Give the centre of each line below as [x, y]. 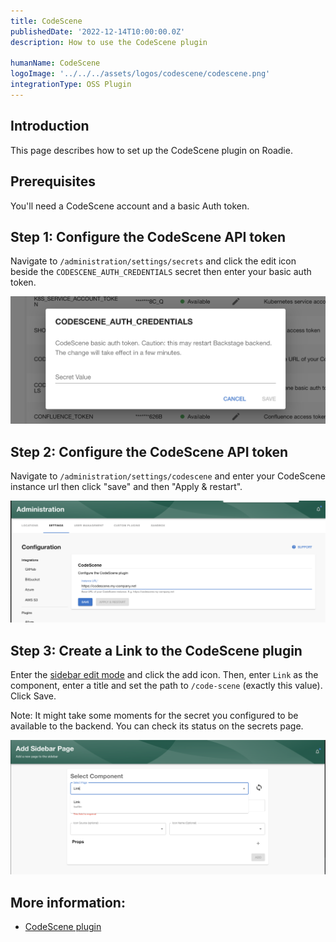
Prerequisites [53, 181]
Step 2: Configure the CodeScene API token [149, 451]
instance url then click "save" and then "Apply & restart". [126, 487]
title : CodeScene [46, 21]
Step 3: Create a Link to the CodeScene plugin [156, 650]
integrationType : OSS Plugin [71, 85]
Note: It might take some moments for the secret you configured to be [154, 716]
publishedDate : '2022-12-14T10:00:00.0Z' [98, 31]
